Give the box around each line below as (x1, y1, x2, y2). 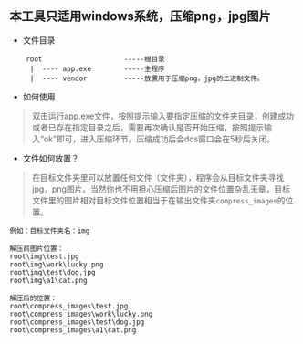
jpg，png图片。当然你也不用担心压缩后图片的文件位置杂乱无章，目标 (31, 183, 290, 194)
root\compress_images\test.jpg (9, 301, 129, 310)
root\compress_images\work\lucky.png (9, 309, 153, 318)
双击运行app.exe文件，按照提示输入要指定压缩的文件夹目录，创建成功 (31, 110, 295, 121)
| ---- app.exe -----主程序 (29, 64, 165, 73)
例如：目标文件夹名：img (9, 226, 90, 235)
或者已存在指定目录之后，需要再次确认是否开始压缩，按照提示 (31, 121, 265, 132)
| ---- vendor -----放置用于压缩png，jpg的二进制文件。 (29, 74, 265, 83)
